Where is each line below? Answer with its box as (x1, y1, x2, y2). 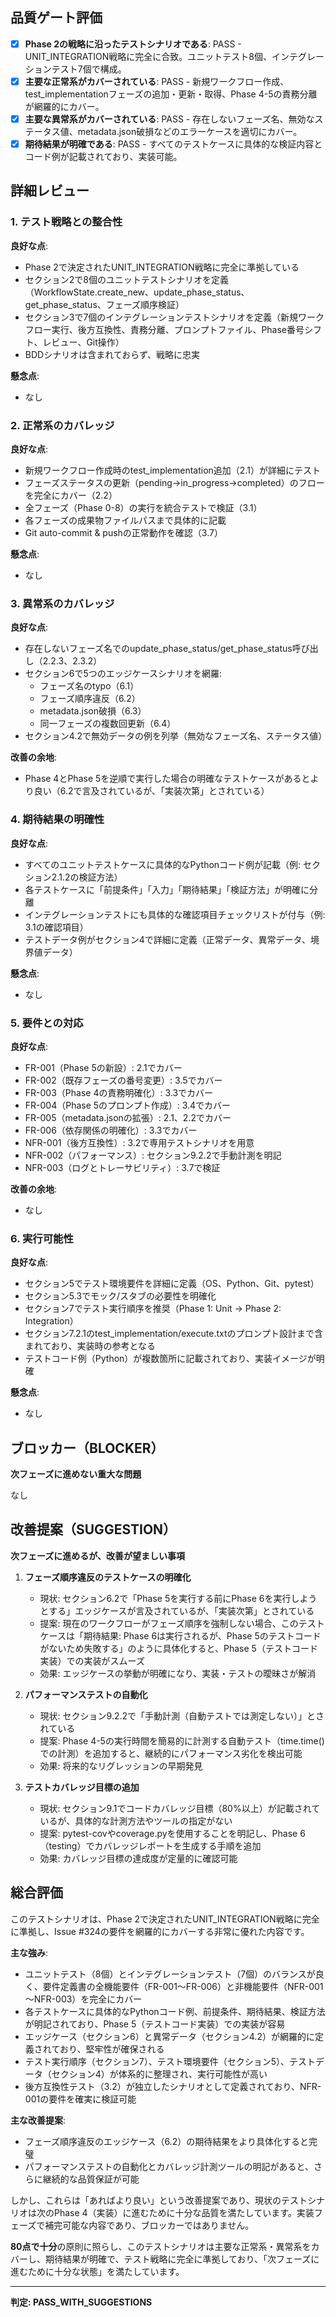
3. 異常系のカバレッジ (10, 596, 115, 610)
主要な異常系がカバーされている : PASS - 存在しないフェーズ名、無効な (24, 113, 315, 125)
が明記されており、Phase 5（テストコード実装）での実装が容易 (24, 2018, 286, 2030)
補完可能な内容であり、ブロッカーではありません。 (44, 2219, 255, 2231)
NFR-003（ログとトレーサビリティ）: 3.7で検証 (24, 1161, 221, 1173)
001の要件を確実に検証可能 (24, 2093, 137, 2105)
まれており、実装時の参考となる (24, 1340, 156, 1352)
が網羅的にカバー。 (24, 100, 105, 112)
